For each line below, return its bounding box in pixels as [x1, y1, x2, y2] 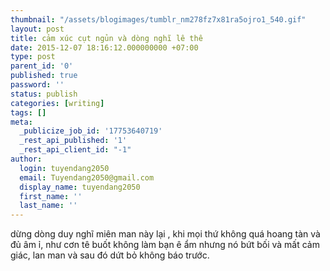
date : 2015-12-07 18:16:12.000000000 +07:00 [10, 42, 199, 53]
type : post [10, 52, 56, 62]
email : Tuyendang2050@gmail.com [19, 172, 155, 183]
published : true [10, 71, 78, 81]
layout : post [10, 24, 65, 34]
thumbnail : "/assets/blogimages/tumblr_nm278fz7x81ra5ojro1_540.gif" [10, 14, 307, 25]
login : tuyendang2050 [19, 163, 110, 173]
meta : [10, 117, 33, 127]
